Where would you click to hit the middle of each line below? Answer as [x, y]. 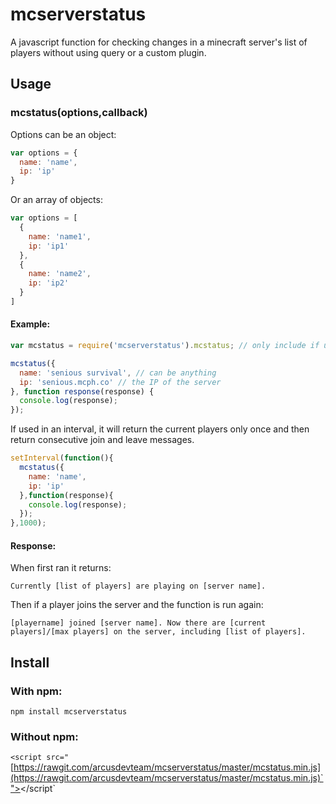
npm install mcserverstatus [69, 712]
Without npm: [44, 737]
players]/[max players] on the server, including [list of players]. [158, 632]
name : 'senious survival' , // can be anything [118, 373]
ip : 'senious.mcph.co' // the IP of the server [120, 382]
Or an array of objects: [56, 200]
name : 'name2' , [60, 274]
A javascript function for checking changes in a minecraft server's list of [159, 42]
